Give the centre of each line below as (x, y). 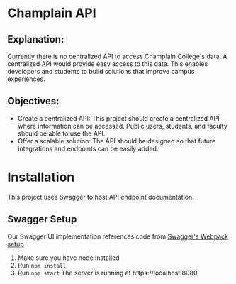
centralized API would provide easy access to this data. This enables (108, 64)
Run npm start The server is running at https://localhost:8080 (107, 273)
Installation (41, 177)
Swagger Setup (42, 219)
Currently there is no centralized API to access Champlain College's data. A (117, 56)
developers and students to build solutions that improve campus (101, 71)
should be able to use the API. (61, 133)
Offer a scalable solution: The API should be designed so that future (117, 141)
